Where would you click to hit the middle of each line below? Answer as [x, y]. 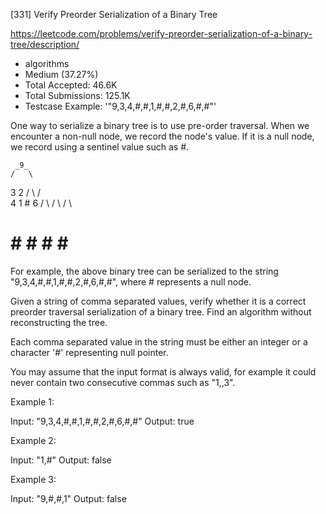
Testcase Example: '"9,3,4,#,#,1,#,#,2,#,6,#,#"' [120, 106]
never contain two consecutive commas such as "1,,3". [123, 382]
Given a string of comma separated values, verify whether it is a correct [158, 301]
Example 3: [33, 479]
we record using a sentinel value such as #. [100, 147]
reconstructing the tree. [59, 322]
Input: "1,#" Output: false [61, 460]
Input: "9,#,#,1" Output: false [68, 498]
